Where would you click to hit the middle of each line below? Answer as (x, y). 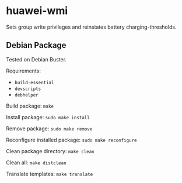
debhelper (27, 95)
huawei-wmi (37, 11)
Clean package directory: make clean (50, 151)
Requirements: (23, 71)
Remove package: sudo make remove (49, 128)
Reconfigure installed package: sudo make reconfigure (71, 140)
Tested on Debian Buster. (36, 59)
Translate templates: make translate (50, 174)
